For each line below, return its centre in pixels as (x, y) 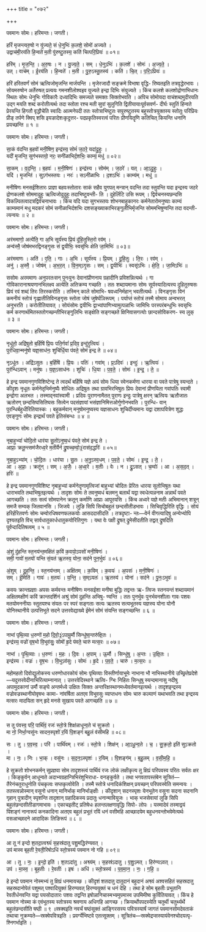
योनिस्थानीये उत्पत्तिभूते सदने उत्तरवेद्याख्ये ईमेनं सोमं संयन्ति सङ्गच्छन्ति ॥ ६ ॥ (81, 610)
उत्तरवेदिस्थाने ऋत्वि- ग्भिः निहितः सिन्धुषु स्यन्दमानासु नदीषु (122, 680)
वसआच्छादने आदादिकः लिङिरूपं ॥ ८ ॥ (44, 818)
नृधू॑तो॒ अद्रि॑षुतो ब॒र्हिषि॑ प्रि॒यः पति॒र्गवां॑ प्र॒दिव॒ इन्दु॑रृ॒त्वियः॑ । (56, 343)
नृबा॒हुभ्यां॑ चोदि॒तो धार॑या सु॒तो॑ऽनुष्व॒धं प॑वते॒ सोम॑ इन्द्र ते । (57, 441)
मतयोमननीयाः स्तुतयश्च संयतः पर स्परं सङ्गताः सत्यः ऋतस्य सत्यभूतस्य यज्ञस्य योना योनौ (91, 603)
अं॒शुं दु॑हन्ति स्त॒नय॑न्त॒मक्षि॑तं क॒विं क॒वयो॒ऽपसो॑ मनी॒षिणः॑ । (57, 551)
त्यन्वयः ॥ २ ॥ (20, 215)
